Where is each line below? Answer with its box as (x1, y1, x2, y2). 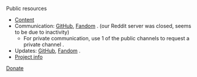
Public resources (6, 5, 47, 12)
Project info (14, 54, 43, 60)
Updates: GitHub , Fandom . (14, 47, 81, 54)
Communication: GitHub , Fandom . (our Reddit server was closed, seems (14, 23, 192, 29)
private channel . (23, 41, 65, 48)
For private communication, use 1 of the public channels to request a (23, 35, 190, 41)
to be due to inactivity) (14, 29, 69, 36)
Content (14, 16, 35, 23)
